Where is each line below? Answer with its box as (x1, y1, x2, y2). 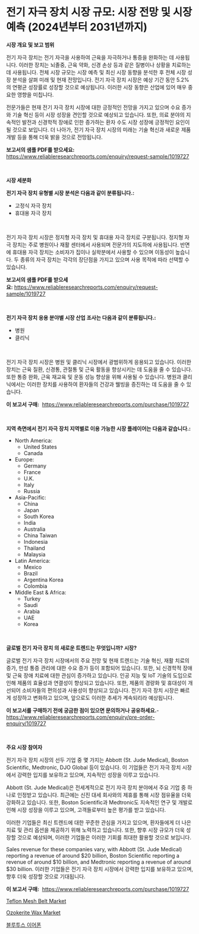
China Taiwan (23, 531, 58, 539)
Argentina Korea (23, 576, 64, 583)
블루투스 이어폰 (6, 921, 42, 928)
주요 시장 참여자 (6, 743, 43, 751)
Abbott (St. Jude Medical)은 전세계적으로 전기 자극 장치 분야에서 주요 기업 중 (6, 784, 187, 791)
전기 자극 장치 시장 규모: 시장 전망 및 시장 (6, 5, 192, 19)
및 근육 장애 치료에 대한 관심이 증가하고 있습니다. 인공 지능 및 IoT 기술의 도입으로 (6, 671, 192, 679)
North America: (14, 437, 52, 444)
